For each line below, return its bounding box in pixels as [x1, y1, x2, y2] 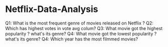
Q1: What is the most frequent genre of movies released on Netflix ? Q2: [5, 20, 154, 26]
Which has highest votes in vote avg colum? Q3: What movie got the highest [5, 25, 163, 31]
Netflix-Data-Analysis [5, 3, 98, 15]
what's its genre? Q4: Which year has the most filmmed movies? [5, 36, 138, 42]
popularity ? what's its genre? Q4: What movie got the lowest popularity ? [5, 30, 157, 36]
